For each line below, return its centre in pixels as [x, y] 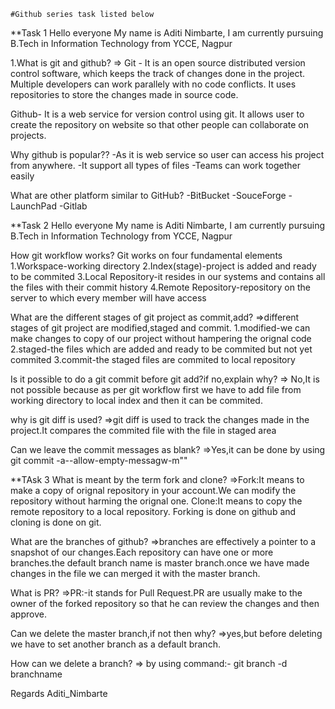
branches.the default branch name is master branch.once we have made [160, 563]
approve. [28, 614]
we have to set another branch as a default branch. [115, 644]
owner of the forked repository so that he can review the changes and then [165, 603]
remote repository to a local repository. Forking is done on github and [153, 511]
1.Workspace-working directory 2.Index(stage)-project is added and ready [163, 266]
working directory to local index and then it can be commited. [136, 400]
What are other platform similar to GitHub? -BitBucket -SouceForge [148, 195]
